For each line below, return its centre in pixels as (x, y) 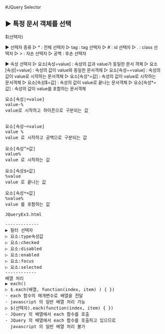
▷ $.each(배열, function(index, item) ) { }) (60, 289)
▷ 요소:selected (23, 267)
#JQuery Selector (23, 7)
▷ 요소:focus (20, 261)
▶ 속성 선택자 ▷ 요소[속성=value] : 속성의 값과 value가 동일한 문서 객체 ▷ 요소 (82, 64)
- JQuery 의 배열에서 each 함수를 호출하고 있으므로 (61, 320)
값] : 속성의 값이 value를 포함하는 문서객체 (46, 88)
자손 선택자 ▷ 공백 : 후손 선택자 (56, 53)
